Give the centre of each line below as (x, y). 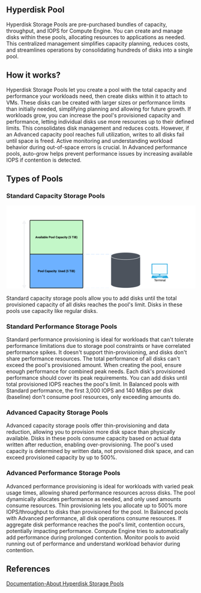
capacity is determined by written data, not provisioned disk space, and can (100, 451)
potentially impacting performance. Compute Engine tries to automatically (97, 531)
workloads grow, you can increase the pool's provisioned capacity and (94, 115)
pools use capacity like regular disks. (52, 311)
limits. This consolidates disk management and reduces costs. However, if (98, 128)
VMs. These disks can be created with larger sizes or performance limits (96, 102)
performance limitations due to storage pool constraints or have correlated (98, 346)
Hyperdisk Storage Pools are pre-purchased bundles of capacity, (87, 24)
